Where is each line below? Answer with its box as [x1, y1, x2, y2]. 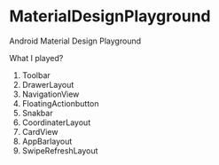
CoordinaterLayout [21, 117, 91, 128]
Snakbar [21, 107, 53, 118]
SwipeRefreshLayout [21, 145, 98, 156]
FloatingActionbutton [21, 98, 99, 108]
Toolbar [21, 69, 51, 81]
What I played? [9, 52, 64, 63]
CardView [21, 126, 59, 137]
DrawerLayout [21, 79, 74, 90]
